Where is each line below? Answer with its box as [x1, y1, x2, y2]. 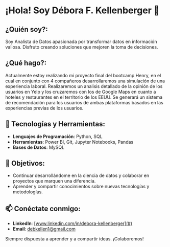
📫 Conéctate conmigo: [5, 204, 81, 213]
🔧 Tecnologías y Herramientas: [5, 120, 106, 128]
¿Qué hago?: [5, 59, 47, 68]
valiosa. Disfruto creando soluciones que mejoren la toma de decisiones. [5, 44, 158, 50]
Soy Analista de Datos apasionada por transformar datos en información [5, 38, 157, 44]
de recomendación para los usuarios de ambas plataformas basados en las [5, 99, 163, 105]
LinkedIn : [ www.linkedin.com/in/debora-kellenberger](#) [12, 220, 133, 227]
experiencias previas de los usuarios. [5, 105, 84, 111]
